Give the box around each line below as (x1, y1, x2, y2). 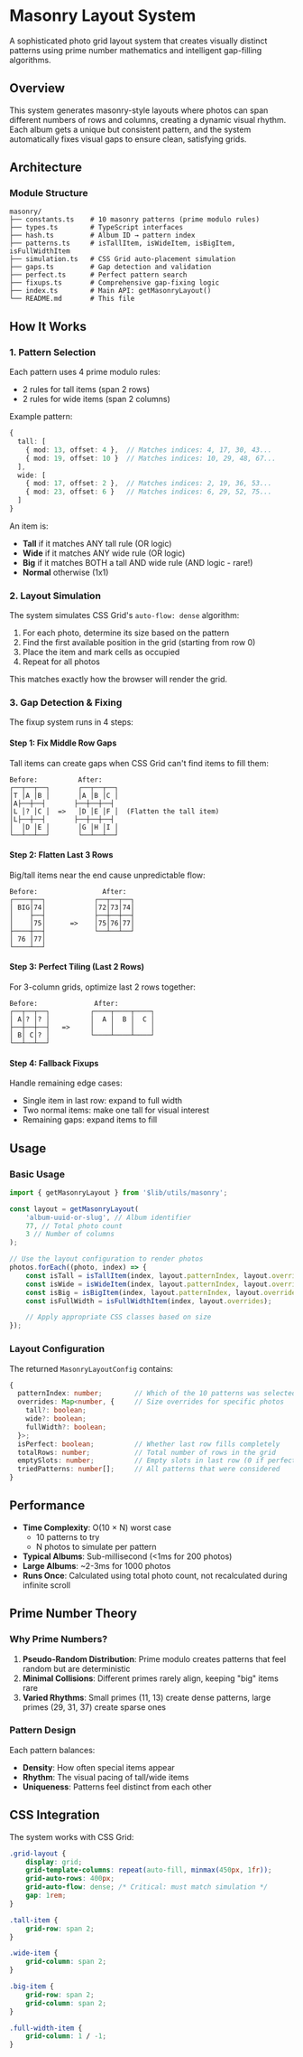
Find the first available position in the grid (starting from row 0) (22, 637, 256, 648)
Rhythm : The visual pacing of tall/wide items (22, 1771, 189, 1782)
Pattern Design (9, 1724, 77, 1736)
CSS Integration (9, 1808, 101, 1823)
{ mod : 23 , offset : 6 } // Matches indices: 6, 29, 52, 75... (25, 487, 272, 497)
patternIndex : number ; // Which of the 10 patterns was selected (17, 1389, 297, 1398)
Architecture (9, 160, 83, 175)
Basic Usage (9, 1168, 66, 1180)
